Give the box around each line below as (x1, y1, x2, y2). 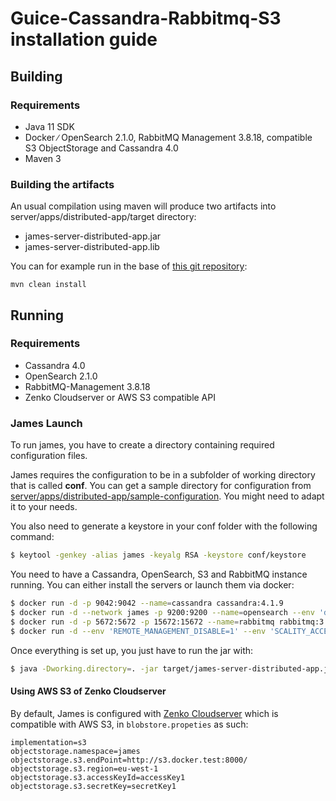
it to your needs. (10, 501, 78, 513)
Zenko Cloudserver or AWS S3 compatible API (24, 391, 216, 403)
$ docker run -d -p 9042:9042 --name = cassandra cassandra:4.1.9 (10, 598, 284, 609)
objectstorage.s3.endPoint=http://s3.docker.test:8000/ (10, 755, 248, 765)
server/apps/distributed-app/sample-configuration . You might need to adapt (10, 490, 325, 502)
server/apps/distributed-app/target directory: (10, 211, 197, 223)
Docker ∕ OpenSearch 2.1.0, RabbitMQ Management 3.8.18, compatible (24, 131, 313, 143)
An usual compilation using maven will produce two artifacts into (10, 200, 277, 212)
